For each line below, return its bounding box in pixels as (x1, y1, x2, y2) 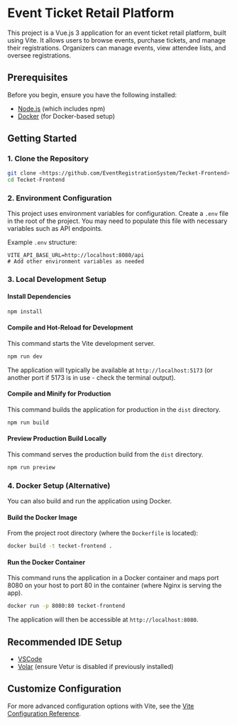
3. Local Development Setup (7, 275, 106, 285)
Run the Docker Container (7, 557, 86, 566)
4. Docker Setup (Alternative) (7, 481, 111, 491)
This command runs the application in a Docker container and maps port (7, 574, 219, 582)
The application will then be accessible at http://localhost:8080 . (7, 616, 199, 624)
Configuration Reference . (7, 709, 82, 718)
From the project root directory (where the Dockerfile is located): (7, 529, 199, 538)
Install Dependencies (7, 293, 72, 300)
